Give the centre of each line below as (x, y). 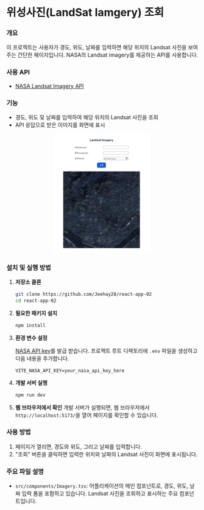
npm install (30, 325)
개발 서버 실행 (31, 382)
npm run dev (30, 395)
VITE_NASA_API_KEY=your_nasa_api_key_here (70, 371)
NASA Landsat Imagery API (49, 86)
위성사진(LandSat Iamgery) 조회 (85, 12)
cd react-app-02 (36, 301)
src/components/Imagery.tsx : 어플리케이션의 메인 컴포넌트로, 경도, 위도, (102, 486)
